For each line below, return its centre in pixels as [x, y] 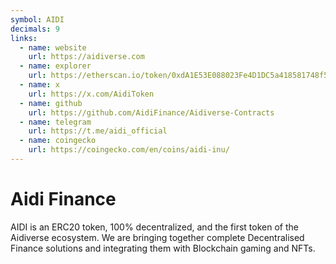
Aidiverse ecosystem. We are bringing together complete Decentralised [157, 237]
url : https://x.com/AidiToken [91, 94]
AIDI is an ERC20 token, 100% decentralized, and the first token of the [154, 227]
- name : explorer [55, 66]
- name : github [51, 103]
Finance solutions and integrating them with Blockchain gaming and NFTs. [163, 248]
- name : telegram [55, 122]
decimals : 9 [35, 29]
